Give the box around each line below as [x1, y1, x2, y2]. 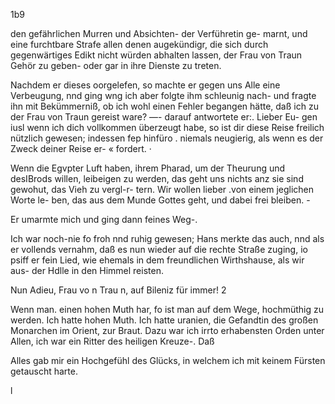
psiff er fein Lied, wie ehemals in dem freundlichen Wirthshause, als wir [10, 254, 305, 266]
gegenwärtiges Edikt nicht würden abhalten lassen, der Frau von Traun [10, 49, 303, 61]
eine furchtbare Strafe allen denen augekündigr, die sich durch [10, 39, 269, 50]
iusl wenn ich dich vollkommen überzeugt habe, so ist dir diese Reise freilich [10, 122, 325, 133]
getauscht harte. [10, 365, 78, 377]
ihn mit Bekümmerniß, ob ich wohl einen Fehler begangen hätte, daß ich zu [10, 100, 319, 112]
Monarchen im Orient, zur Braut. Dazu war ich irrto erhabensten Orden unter [10, 325, 325, 336]
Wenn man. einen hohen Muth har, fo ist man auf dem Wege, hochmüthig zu [10, 304, 325, 315]
